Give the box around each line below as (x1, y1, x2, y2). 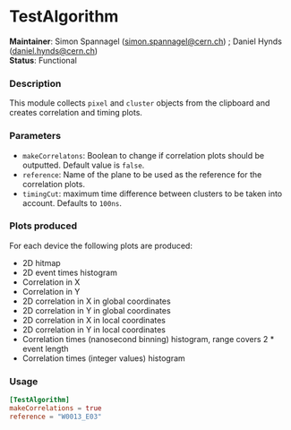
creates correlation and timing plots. (9, 107, 143, 118)
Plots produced (9, 219, 78, 232)
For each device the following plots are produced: (9, 240, 193, 251)
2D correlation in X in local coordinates (21, 314, 166, 325)
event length (21, 343, 69, 354)
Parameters (9, 130, 61, 142)
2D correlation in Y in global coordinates (21, 305, 172, 315)
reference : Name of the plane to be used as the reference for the (21, 168, 262, 180)
